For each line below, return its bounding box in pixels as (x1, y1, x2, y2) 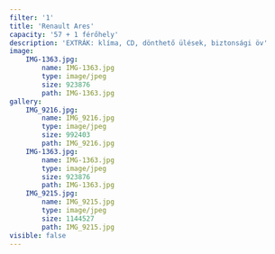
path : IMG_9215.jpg (41, 222, 115, 231)
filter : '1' (9, 13, 54, 23)
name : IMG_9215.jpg (41, 197, 115, 207)
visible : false (9, 231, 67, 240)
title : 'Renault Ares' (9, 22, 95, 31)
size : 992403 (41, 131, 91, 140)
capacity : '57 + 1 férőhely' (9, 30, 119, 39)
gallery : (9, 96, 42, 106)
